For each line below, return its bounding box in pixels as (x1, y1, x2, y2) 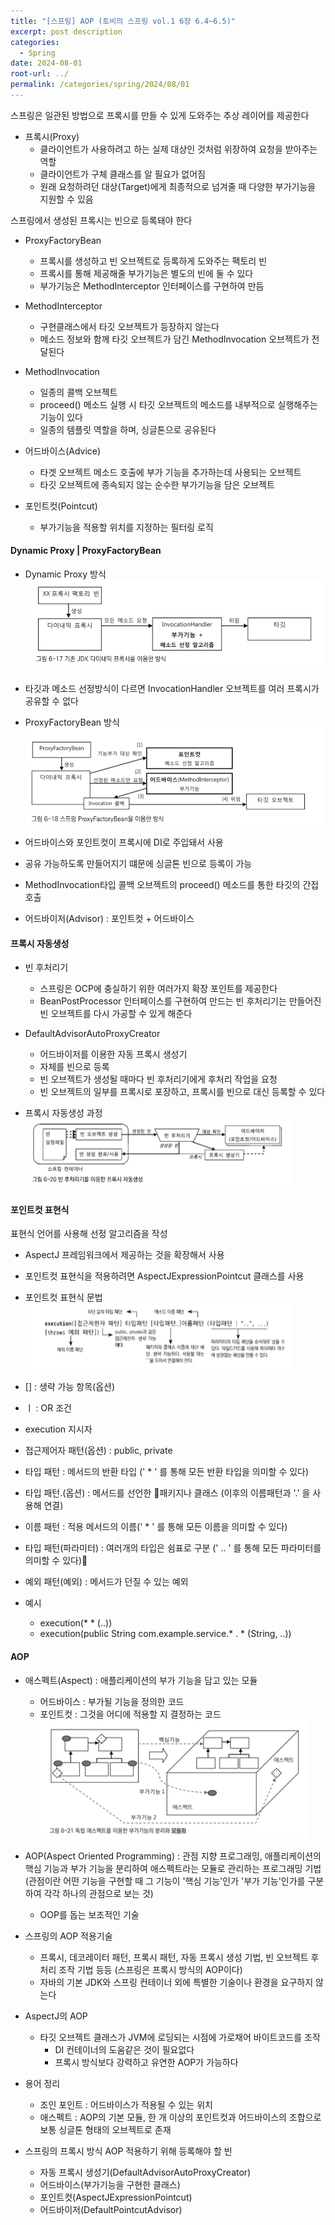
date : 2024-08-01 (10, 58, 83, 69)
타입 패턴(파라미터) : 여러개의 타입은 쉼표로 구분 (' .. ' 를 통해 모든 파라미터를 (24, 1542, 322, 1554)
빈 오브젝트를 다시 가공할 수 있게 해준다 (39, 1008, 193, 1020)
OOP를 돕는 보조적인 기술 (39, 1908, 140, 1920)
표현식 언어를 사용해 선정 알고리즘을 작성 (10, 1228, 168, 1240)
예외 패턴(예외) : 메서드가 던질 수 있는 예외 (24, 1576, 189, 1588)
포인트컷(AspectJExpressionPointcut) (39, 2191, 193, 2203)
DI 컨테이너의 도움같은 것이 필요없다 (54, 2043, 195, 2055)
